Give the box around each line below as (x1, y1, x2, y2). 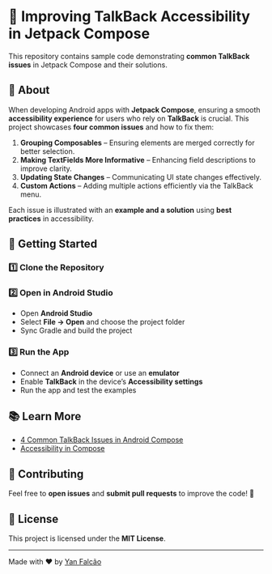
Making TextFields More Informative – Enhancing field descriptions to (19, 155, 257, 164)
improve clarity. (19, 164, 73, 173)
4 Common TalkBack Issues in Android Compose (19, 435, 184, 444)
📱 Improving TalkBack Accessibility (8, 7, 251, 26)
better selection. (19, 146, 75, 156)
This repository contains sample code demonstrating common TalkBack (8, 51, 250, 61)
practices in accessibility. (8, 214, 95, 223)
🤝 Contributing (8, 467, 84, 481)
